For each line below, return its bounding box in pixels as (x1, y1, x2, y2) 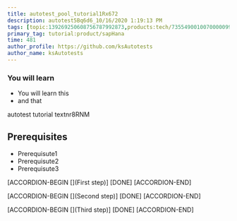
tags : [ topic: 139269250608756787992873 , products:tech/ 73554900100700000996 (7, 23, 235, 30)
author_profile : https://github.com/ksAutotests (7, 43, 153, 50)
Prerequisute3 (17, 164, 59, 173)
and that (17, 97, 42, 105)
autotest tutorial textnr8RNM (7, 110, 90, 119)
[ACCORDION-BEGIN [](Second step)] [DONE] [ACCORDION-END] (7, 191, 201, 200)
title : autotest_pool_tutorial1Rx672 (7, 10, 119, 18)
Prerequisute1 (17, 149, 58, 157)
